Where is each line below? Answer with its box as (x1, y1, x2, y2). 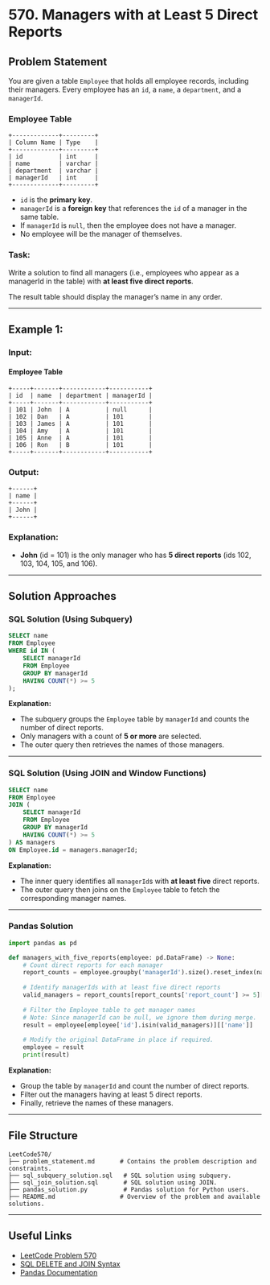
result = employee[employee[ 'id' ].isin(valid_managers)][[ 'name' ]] (22, 1021, 253, 1029)
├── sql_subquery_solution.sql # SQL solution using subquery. (8, 1171, 231, 1180)
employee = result (22, 1043, 84, 1052)
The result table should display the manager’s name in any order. (8, 291, 223, 301)
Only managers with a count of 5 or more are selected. (19, 731, 202, 742)
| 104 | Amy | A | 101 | (8, 427, 153, 436)
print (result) (22, 1051, 70, 1060)
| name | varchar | (8, 159, 99, 168)
